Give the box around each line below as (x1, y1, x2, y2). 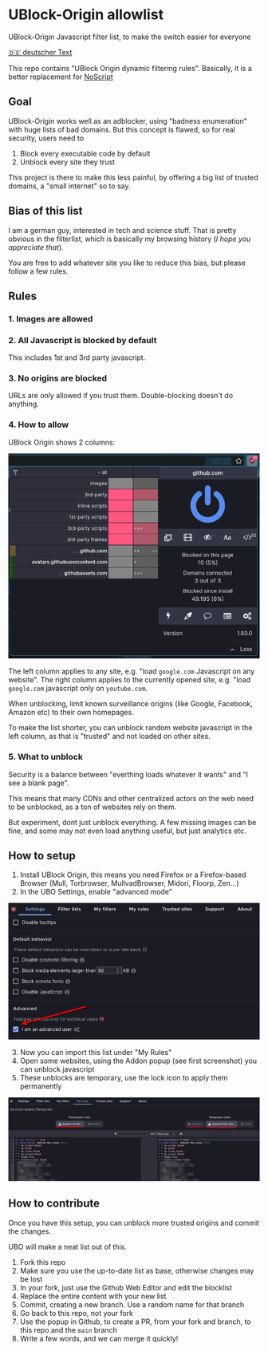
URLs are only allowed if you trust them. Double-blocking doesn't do (8, 391, 234, 401)
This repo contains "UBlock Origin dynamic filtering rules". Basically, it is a (8, 63, 253, 73)
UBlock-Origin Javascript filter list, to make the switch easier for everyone (8, 32, 251, 41)
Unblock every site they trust (19, 157, 116, 167)
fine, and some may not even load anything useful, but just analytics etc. (8, 826, 246, 835)
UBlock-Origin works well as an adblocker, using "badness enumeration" (8, 116, 247, 125)
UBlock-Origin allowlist (8, 6, 164, 24)
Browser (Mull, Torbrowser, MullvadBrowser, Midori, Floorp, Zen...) (19, 879, 239, 888)
